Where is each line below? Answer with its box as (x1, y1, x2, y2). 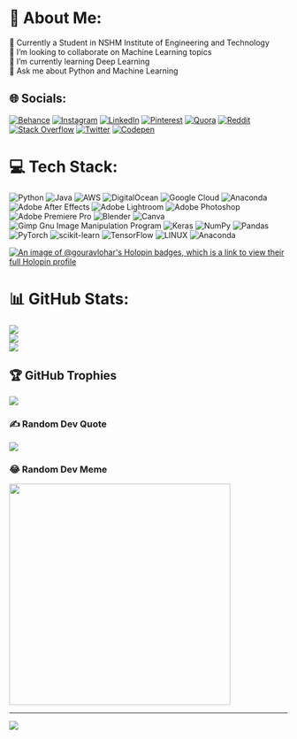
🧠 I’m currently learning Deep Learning (9, 56, 150, 66)
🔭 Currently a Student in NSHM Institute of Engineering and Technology (9, 37, 270, 48)
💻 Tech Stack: (9, 157, 118, 176)
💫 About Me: (9, 8, 103, 28)
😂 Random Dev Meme (9, 463, 108, 475)
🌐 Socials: (9, 91, 67, 106)
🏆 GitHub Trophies (9, 368, 118, 383)
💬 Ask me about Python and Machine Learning (9, 65, 179, 76)
